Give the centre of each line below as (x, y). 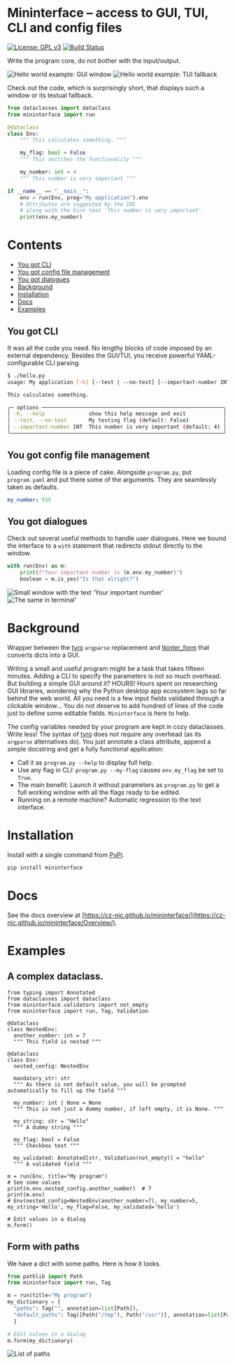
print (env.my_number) (51, 217)
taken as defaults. (33, 487)
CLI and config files (65, 28)
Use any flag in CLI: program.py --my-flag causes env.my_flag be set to (120, 770)
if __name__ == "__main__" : (48, 191)
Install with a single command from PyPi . (66, 854)
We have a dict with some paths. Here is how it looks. (84, 1264)
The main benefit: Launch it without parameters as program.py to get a (118, 785)
